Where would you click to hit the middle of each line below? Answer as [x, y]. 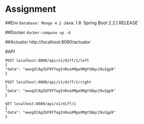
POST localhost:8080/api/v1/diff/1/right [48, 82]
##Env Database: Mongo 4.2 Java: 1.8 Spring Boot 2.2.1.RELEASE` [72, 23]
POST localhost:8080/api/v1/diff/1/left [47, 60]
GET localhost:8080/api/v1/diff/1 [41, 104]
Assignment [31, 9]
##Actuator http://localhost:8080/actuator [48, 42]
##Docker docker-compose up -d [38, 32]
